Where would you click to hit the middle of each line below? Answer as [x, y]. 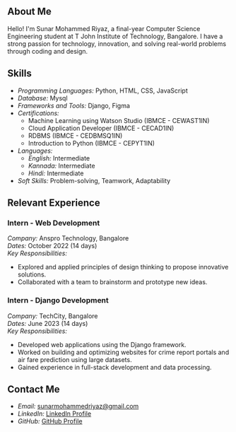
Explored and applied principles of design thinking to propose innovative [123, 267]
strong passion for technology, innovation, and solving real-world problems [117, 43]
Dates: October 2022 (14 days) [52, 246]
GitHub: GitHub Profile [50, 421]
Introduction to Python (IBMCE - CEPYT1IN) [92, 143]
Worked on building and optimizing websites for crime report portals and [123, 352]
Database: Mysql [43, 98]
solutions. [32, 274]
